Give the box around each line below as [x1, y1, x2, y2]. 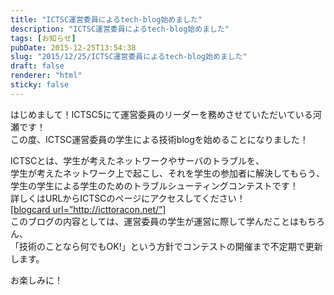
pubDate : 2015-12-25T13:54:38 [10, 42, 137, 53]
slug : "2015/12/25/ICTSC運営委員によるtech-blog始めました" [10, 52, 248, 62]
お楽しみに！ [10, 274, 63, 286]
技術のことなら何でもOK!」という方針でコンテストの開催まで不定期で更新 [18, 240, 323, 252]
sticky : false [10, 80, 70, 90]
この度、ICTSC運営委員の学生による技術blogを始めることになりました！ [10, 133, 309, 145]
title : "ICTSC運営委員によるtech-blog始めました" [10, 14, 203, 25]
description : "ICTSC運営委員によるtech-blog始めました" [10, 24, 230, 34]
